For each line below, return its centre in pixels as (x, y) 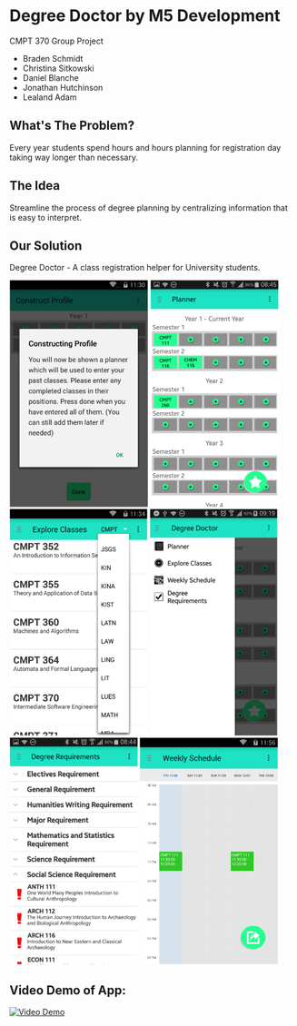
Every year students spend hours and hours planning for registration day (145, 147)
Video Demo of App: (68, 990)
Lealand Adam (49, 97)
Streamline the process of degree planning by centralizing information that (148, 207)
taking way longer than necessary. (74, 157)
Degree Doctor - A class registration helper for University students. (135, 268)
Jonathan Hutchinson (63, 87)
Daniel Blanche (51, 77)
